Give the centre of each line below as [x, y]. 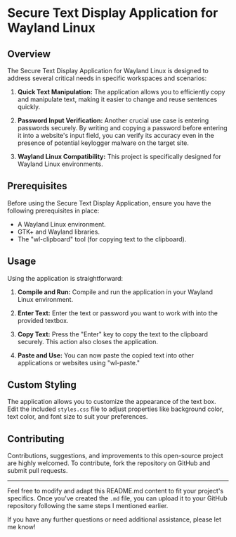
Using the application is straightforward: [65, 278]
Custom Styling [42, 385]
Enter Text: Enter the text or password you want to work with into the [117, 313]
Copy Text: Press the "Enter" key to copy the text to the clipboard [113, 334]
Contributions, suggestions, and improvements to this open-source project [115, 456]
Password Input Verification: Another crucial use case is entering [113, 120]
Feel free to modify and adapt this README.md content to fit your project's [116, 491]
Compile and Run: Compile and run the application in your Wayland [115, 292]
